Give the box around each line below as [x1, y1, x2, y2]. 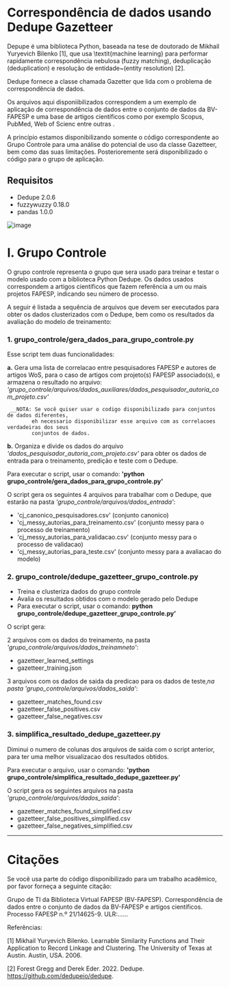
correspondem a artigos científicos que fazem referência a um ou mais [7, 282, 207, 290]
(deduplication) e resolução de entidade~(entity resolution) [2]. [7, 64, 186, 72]
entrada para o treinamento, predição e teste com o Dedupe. [7, 456, 178, 465]
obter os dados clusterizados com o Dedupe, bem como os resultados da [7, 310, 214, 318]
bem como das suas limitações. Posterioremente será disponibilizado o [7, 148, 208, 156]
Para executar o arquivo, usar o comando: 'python [7, 765, 150, 774]
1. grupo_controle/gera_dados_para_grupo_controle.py [7, 334, 194, 344]
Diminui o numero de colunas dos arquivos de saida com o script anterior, [7, 745, 215, 753]
